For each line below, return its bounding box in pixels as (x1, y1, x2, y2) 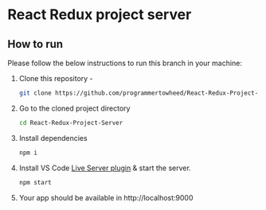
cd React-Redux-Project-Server (18, 119, 123, 126)
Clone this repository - (18, 74, 93, 83)
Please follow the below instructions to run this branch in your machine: (7, 58, 242, 68)
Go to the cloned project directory (18, 103, 131, 113)
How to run (7, 37, 64, 51)
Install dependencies (18, 133, 88, 142)
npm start (18, 178, 53, 186)
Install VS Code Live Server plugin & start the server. (18, 163, 192, 173)
